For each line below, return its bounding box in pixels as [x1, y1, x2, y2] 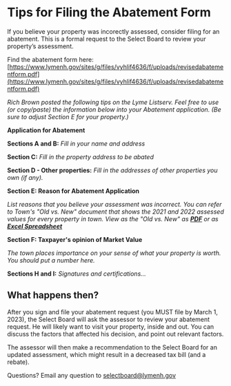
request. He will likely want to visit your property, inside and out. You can [7, 322, 214, 331]
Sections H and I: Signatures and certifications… [7, 270, 146, 278]
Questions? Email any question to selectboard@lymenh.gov [7, 371, 177, 379]
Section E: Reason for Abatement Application [7, 187, 140, 195]
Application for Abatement [7, 125, 86, 134]
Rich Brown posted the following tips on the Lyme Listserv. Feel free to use [7, 98, 219, 106]
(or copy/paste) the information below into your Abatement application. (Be [7, 105, 222, 114]
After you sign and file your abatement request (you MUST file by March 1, [7, 307, 219, 316]
